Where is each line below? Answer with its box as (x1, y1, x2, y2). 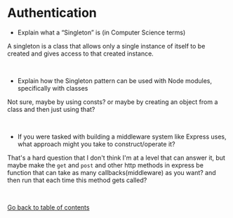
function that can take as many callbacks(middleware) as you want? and (7, 168, 216, 177)
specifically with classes (17, 84, 88, 92)
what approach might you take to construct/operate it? (17, 139, 175, 148)
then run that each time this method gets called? (7, 176, 147, 184)
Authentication (7, 5, 97, 21)
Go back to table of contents (7, 203, 90, 212)
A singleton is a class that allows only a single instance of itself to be (7, 41, 206, 50)
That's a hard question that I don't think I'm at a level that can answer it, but (7, 153, 226, 162)
